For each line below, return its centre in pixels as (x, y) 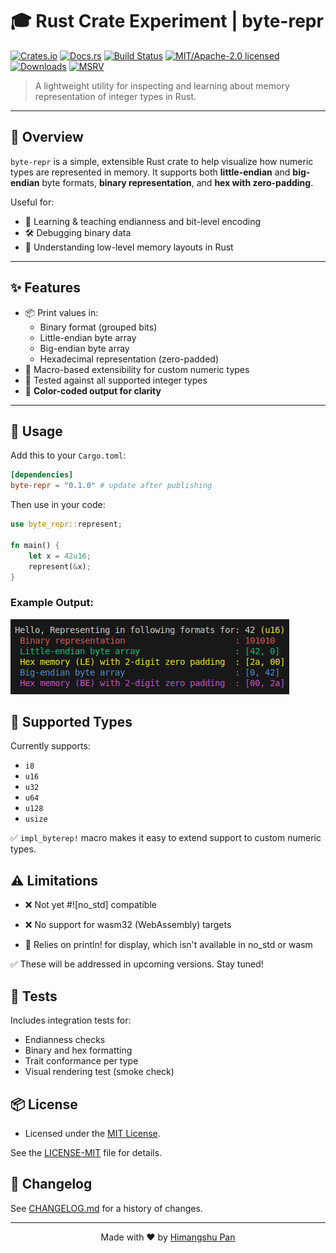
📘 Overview (47, 137)
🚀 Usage (36, 431)
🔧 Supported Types (71, 722)
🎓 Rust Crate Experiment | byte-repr (167, 21)
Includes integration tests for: (71, 1020)
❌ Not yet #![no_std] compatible (90, 905)
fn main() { (35, 545)
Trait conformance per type (81, 1061)
